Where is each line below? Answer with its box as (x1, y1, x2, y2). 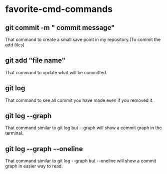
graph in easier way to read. (5, 163, 63, 169)
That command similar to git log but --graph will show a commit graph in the (5, 125, 162, 131)
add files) (5, 42, 25, 48)
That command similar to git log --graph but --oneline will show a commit (5, 158, 156, 164)
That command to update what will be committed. (5, 69, 107, 75)
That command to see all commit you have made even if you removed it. (5, 97, 154, 103)
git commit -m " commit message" (5, 23, 115, 32)
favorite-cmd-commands (5, 3, 113, 15)
